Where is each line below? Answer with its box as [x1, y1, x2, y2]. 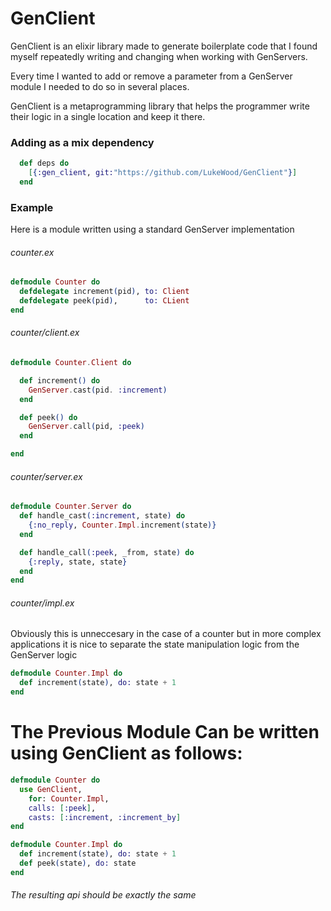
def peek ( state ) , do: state [19, 858, 137, 869]
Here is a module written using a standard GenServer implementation [10, 223, 295, 236]
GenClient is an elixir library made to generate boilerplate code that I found [10, 40, 318, 52]
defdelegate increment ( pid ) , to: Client [19, 287, 190, 297]
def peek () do [19, 412, 78, 422]
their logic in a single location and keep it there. [10, 110, 206, 122]
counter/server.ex [10, 470, 83, 482]
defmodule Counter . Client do [10, 358, 132, 368]
